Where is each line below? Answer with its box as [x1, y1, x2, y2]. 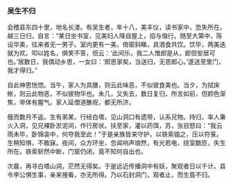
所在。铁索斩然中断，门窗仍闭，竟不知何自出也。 [7, 147, 147, 156]
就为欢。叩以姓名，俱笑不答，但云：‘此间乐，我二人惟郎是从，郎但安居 [7, 49, 209, 57]
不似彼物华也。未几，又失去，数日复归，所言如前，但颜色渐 [55, 90, 226, 98]
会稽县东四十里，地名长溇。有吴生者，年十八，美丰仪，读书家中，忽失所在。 [7, 23, 226, 32]
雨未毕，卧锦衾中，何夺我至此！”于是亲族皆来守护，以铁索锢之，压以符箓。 [7, 130, 223, 139]
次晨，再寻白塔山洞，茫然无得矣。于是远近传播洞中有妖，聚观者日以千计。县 [7, 162, 226, 171]
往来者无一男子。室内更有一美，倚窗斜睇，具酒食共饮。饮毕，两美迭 [31, 40, 226, 49]
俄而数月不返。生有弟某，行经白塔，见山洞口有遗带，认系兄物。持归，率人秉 [7, 113, 226, 121]
